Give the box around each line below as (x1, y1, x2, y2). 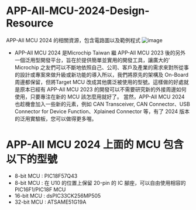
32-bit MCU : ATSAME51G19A (14, 198, 87, 205)
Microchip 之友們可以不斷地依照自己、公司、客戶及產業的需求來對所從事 (14, 63, 189, 71)
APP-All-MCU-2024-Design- (6, 4, 150, 18)
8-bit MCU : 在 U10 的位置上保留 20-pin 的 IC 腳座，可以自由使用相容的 (14, 179, 186, 186)
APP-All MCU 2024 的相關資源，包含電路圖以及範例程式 (6, 36, 141, 43)
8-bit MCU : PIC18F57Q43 (14, 172, 78, 179)
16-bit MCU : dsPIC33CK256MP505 (14, 192, 101, 199)
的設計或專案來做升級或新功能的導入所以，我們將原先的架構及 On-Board (14, 71, 189, 78)
